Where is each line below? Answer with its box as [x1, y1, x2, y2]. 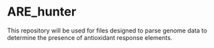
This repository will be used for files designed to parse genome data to [7, 26, 208, 34]
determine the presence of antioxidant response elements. [7, 33, 173, 41]
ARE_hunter [7, 4, 77, 20]
